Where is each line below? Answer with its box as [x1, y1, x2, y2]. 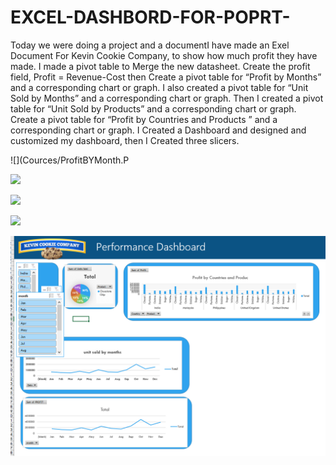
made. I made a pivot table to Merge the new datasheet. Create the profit [10, 60, 311, 72]
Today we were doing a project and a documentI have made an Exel [10, 39, 290, 51]
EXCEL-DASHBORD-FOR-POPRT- [10, 6, 291, 29]
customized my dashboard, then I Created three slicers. [10, 134, 240, 146]
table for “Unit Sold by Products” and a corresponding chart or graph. [10, 102, 297, 115]
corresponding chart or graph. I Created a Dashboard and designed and [10, 124, 307, 136]
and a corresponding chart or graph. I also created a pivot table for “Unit [10, 81, 309, 93]
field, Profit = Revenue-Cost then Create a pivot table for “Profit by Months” [10, 71, 322, 83]
